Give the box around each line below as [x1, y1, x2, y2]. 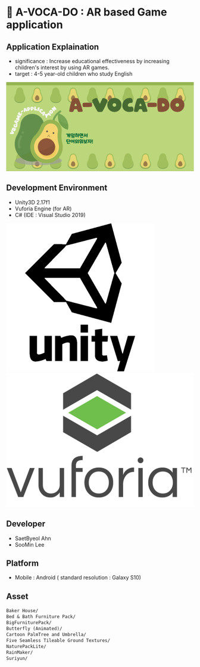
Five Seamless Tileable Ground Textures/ [6, 638, 111, 644]
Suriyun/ [6, 656, 28, 662]
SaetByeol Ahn [14, 535, 52, 542]
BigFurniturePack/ [6, 620, 52, 626]
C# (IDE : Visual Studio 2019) [14, 211, 86, 218]
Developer [6, 519, 46, 529]
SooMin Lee [14, 541, 45, 548]
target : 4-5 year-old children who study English [14, 70, 133, 77]
